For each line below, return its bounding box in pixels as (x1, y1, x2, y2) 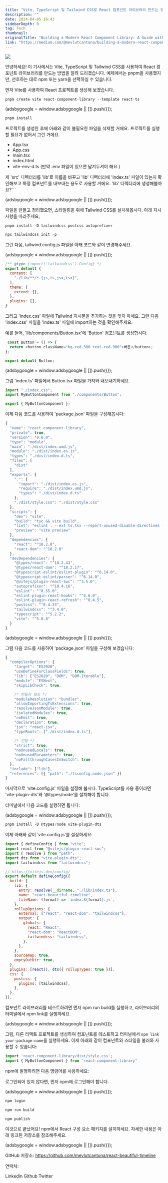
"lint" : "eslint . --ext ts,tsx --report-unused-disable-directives (14, 523, 160, 528)
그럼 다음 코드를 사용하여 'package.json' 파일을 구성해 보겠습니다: (5, 645, 134, 651)
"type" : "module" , (9, 439, 48, 444)
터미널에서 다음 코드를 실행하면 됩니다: (5, 802, 80, 808)
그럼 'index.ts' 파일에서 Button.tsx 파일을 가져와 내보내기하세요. (5, 377, 130, 383)
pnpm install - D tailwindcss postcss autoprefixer (5, 223, 113, 228)
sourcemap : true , (14, 953, 50, 958)
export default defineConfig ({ (5, 874, 70, 879)
